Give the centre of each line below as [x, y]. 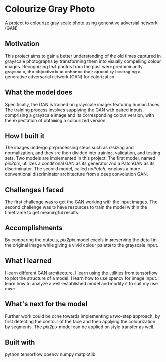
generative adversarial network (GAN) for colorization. [60, 77]
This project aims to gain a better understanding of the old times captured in [83, 56]
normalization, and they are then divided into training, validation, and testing [83, 153]
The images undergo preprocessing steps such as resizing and [69, 148]
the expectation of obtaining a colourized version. [56, 120]
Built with [20, 342]
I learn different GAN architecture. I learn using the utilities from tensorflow [81, 273]
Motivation [22, 44]
